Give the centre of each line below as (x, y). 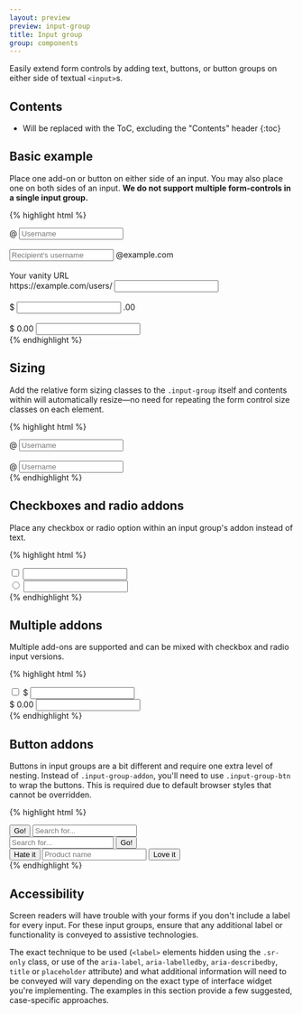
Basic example (51, 157)
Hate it (25, 855)
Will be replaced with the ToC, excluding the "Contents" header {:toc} (151, 128)
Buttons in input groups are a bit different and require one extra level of (141, 766)
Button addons (52, 744)
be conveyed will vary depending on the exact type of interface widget (141, 981)
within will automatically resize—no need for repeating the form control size (150, 399)
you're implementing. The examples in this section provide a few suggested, (151, 991)
